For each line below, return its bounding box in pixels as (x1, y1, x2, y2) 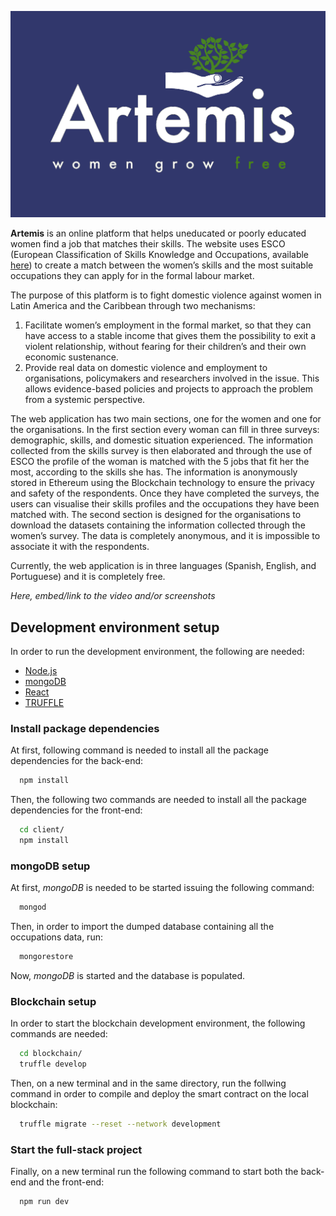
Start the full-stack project (10, 1142, 143, 1156)
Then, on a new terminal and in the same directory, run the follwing (10, 1077, 287, 1090)
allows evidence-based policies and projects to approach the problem (24, 383, 314, 395)
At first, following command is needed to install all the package (10, 744, 269, 756)
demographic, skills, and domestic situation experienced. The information (10, 434, 313, 446)
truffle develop (19, 1059, 87, 1070)
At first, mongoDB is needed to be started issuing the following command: (10, 882, 315, 894)
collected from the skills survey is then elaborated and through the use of (10, 445, 313, 457)
